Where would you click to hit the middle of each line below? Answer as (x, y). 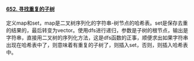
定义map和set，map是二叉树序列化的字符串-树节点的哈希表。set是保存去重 (97, 23)
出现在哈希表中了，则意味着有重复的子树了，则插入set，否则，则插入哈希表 (97, 45)
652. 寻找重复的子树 (30, 9)
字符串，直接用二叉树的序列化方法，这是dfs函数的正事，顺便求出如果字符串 (97, 38)
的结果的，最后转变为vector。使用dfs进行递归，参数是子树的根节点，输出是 (97, 30)
